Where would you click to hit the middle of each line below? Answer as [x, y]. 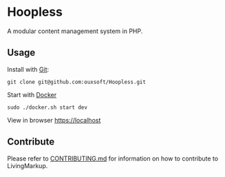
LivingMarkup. [28, 165]
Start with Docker [32, 94]
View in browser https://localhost [54, 120]
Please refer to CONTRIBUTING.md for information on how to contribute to [113, 158]
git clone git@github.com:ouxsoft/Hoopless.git [77, 82]
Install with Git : [28, 69]
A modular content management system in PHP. [75, 31]
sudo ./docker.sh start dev [47, 107]
